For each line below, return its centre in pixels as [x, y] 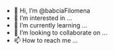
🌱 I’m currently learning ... [50, 25]
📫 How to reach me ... [46, 40]
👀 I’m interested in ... [43, 18]
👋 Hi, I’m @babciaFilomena [52, 11]
